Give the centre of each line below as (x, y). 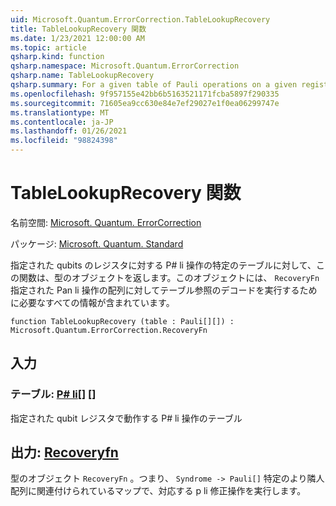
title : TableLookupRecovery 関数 (78, 29)
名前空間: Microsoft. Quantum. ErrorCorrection (106, 222)
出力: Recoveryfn (64, 452)
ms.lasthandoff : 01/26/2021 (69, 131)
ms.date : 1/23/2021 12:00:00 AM (77, 38)
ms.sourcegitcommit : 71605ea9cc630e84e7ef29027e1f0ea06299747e (145, 103)
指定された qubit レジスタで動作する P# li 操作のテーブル (126, 418)
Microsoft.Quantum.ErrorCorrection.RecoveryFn (109, 330)
